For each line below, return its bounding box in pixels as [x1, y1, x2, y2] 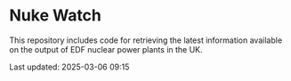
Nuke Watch [9, 5, 102, 26]
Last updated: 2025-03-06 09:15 [9, 61, 130, 72]
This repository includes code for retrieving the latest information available [9, 35, 283, 45]
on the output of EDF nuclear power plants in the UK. [9, 44, 203, 54]
